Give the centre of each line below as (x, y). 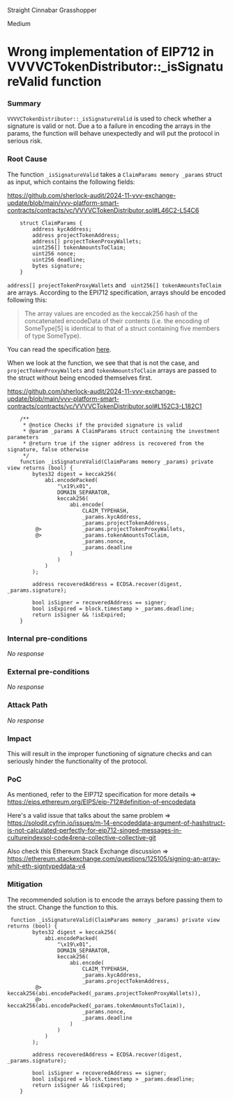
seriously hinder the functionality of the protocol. (77, 761)
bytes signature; (57, 266)
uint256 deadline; (59, 260)
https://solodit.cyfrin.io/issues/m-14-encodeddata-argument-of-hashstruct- (116, 823)
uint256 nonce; (54, 254)
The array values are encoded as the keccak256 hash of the (111, 313)
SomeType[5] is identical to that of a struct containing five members (122, 328)
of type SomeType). (53, 336)
